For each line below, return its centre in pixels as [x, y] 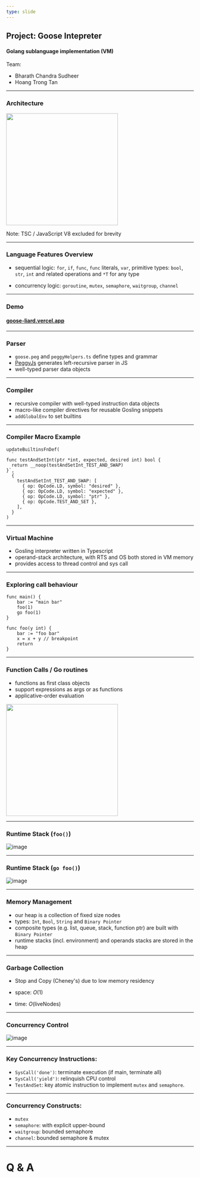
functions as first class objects [52, 683]
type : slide [21, 12]
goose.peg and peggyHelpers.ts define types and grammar [86, 356]
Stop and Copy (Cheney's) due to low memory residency [85, 980]
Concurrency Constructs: [44, 1106]
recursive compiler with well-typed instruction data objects [87, 403]
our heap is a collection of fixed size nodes [68, 915]
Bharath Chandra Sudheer [47, 76]
